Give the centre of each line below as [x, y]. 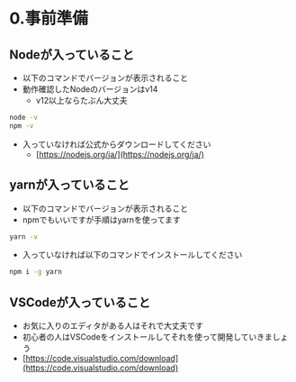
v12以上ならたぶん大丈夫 [81, 100]
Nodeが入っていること [72, 55]
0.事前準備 [49, 18]
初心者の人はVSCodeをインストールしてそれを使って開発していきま [147, 337]
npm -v [22, 126]
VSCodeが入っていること [80, 302]
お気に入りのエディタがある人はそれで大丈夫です [113, 326]
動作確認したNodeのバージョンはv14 [90, 89]
